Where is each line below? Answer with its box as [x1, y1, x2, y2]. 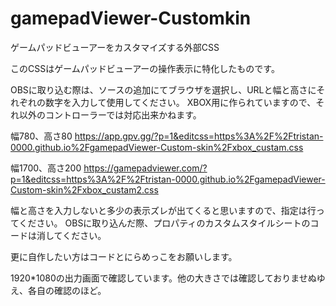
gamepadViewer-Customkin [10, 7, 252, 30]
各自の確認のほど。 [27, 284, 107, 296]
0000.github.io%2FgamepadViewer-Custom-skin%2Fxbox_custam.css [10, 141, 304, 153]
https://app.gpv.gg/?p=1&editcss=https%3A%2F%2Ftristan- [74, 130, 324, 142]
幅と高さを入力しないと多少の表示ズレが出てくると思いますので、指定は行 [10, 204, 317, 216]
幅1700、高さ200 [10, 162, 82, 174]
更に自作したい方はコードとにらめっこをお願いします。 [10, 250, 238, 262]
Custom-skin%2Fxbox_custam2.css [10, 183, 159, 196]
